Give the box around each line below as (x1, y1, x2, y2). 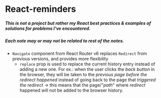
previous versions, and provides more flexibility (12, 55, 108, 61)
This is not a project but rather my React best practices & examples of (5, 20, 151, 26)
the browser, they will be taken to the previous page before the (19, 71, 147, 77)
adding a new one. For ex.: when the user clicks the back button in (19, 66, 155, 72)
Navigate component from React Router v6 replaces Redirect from (12, 50, 147, 56)
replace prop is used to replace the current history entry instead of (19, 61, 156, 67)
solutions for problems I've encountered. (5, 25, 91, 31)
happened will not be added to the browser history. (19, 87, 124, 93)
